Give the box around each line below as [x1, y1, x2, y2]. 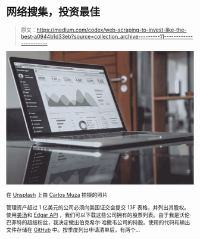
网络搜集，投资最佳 [6, 5, 101, 19]
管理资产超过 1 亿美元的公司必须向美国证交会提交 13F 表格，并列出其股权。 [6, 203, 190, 211]
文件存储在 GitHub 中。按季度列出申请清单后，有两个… [6, 226, 140, 233]
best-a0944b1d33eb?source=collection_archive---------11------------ [20, 33, 193, 40]
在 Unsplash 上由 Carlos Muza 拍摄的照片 [6, 191, 108, 198]
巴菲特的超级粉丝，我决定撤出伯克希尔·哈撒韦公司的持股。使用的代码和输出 [6, 218, 190, 226]
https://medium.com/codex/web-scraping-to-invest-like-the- [36, 26, 187, 33]
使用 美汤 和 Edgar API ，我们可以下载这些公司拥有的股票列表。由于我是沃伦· [6, 211, 192, 218]
